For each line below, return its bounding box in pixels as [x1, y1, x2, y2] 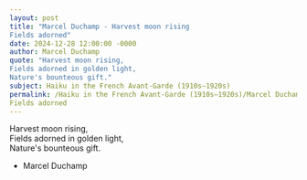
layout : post [9, 13, 59, 23]
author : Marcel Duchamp [9, 48, 101, 57]
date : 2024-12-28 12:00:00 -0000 [9, 38, 137, 48]
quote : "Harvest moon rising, [9, 56, 125, 65]
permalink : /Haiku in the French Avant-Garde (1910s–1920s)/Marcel [9, 90, 272, 99]
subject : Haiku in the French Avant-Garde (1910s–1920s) [9, 81, 231, 90]
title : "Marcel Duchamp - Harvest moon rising [9, 22, 190, 31]
